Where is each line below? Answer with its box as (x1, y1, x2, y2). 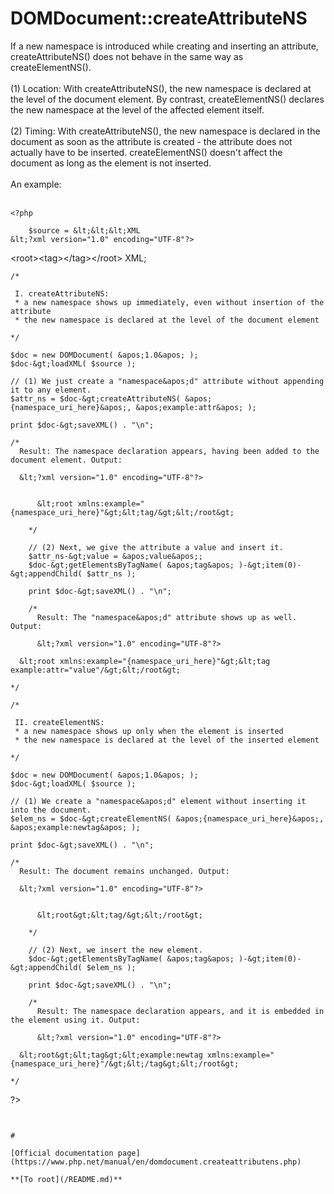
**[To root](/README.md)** (10, 1174, 123, 1184)
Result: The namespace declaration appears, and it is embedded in (36, 1006, 325, 1016)
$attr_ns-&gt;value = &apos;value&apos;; (28, 551, 203, 561)
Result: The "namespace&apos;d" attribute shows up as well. (36, 612, 298, 622)
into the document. (10, 805, 92, 815)
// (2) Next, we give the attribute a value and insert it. (28, 542, 284, 552)
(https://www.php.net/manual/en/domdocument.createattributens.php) (10, 1157, 302, 1167)
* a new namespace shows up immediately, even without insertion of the (14, 297, 325, 307)
